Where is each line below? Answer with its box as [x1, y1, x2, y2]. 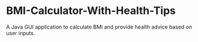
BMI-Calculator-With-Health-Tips [6, 4, 176, 17]
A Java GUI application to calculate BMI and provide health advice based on [6, 23, 192, 30]
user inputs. [6, 29, 36, 36]
